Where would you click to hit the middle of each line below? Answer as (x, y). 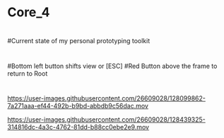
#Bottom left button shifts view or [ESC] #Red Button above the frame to (112, 66)
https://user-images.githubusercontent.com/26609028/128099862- (107, 98)
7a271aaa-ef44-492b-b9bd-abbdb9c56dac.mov (78, 105)
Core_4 (29, 12)
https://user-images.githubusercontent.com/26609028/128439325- (107, 119)
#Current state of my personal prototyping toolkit (79, 41)
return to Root (28, 73)
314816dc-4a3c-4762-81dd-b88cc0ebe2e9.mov (78, 127)
